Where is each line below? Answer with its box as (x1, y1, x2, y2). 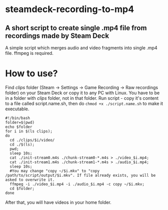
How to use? (5, 68, 58, 79)
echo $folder (5, 124, 33, 129)
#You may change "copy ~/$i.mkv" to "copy (10, 168, 100, 173)
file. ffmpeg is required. (5, 50, 54, 56)
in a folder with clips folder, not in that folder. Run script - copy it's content (5, 95, 159, 101)
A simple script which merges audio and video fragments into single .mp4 (5, 45, 158, 51)
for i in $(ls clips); (5, 128, 53, 134)
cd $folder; (10, 186, 35, 191)
